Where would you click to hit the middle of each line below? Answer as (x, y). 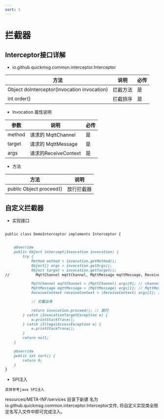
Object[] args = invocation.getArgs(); (72, 265)
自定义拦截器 (24, 208)
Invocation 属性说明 (32, 112)
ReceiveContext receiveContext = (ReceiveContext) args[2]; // (97, 293)
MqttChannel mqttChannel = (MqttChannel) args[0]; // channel (96, 284)
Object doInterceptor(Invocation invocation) (58, 89)
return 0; (32, 360)
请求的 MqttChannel (53, 134)
